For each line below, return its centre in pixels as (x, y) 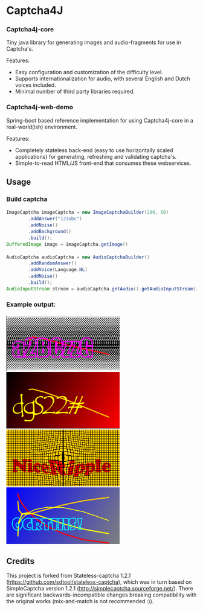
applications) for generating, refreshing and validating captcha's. (96, 156)
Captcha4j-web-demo (40, 107)
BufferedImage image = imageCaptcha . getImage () (67, 244)
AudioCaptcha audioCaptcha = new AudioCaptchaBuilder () (78, 257)
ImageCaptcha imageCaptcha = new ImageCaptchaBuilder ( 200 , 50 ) (88, 213)
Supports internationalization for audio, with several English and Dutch (102, 78)
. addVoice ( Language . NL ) (58, 270)
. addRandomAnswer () (53, 263)
